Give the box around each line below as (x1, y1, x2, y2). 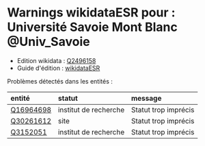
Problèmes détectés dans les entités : (7, 77, 113, 85)
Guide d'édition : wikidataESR (16, 64, 100, 72)
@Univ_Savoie (7, 34, 90, 49)
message (131, 93, 162, 103)
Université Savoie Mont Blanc (7, 19, 178, 35)
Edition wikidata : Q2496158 (16, 56, 96, 64)
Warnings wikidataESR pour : (7, 5, 176, 21)
